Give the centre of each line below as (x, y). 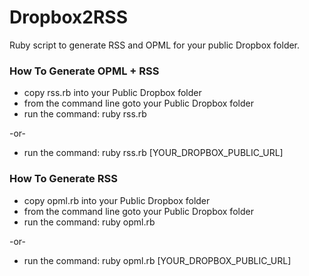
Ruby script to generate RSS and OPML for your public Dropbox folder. (155, 45)
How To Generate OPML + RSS (84, 71)
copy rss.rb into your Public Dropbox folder (112, 93)
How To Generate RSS (63, 179)
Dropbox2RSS (68, 17)
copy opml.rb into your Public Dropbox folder (117, 200)
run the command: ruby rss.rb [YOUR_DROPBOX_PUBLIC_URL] (153, 153)
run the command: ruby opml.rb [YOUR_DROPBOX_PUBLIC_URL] (157, 260)
